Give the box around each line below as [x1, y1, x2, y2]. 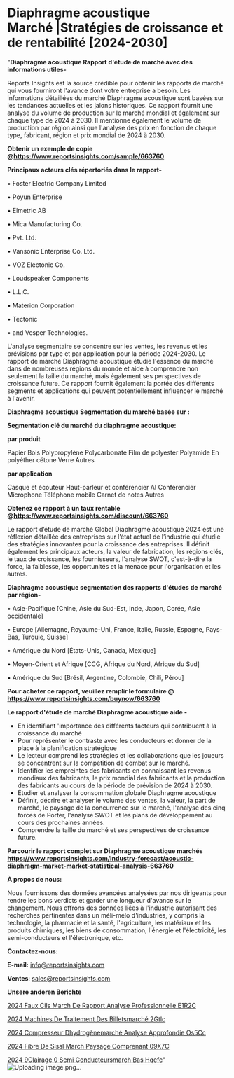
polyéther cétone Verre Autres [7, 455, 95, 464]
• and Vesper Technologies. [7, 328, 88, 337]
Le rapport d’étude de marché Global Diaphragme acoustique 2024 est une [7, 525, 224, 533]
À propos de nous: [7, 875, 62, 883]
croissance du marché [17, 728, 83, 737]
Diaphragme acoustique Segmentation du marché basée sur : [7, 408, 191, 416]
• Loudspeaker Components [7, 274, 90, 282]
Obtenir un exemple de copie [7, 144, 93, 153]
